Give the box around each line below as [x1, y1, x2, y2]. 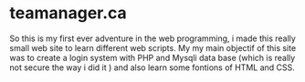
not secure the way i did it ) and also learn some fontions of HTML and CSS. [9, 62, 295, 73]
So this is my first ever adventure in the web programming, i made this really [9, 33, 297, 44]
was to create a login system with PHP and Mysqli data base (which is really [9, 52, 296, 63]
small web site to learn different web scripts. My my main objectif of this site [9, 42, 297, 53]
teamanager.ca [9, 3, 128, 24]
